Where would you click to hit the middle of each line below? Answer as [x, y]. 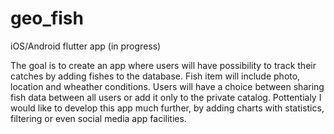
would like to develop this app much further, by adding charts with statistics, [167, 108]
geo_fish [47, 18]
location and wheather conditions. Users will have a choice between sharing [167, 86]
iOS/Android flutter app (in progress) [86, 46]
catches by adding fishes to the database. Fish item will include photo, [155, 76]
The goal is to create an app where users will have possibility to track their [163, 65]
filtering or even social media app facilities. [98, 118]
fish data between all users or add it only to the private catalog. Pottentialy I [166, 97]
